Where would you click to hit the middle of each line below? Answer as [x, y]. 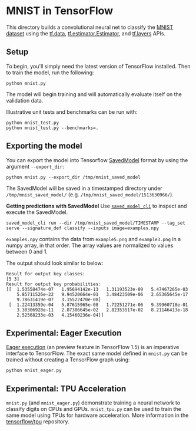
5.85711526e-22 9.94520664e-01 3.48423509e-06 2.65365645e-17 [102, 294]
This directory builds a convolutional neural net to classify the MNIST [90, 27]
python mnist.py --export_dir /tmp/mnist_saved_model [74, 177]
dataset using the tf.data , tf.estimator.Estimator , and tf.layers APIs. [86, 33]
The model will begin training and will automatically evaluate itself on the [94, 94]
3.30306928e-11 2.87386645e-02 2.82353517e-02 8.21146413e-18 [102, 310]
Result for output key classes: [46, 274]
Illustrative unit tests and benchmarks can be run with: [72, 112]
